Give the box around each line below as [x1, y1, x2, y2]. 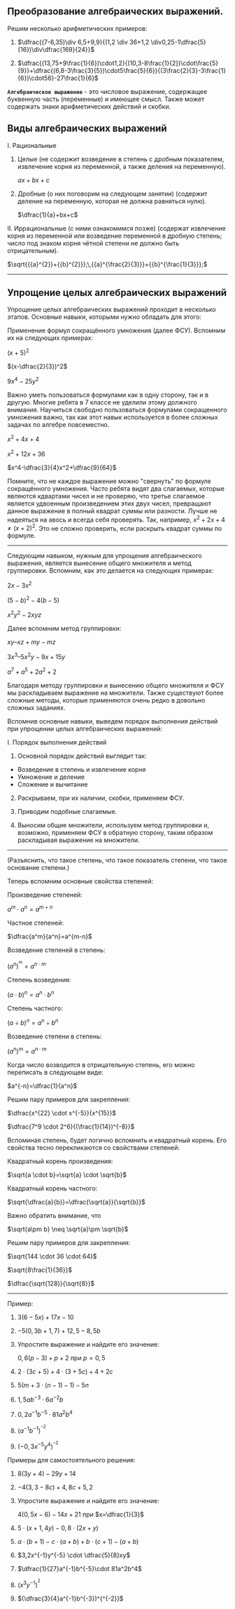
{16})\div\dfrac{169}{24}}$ [17, 45, 95, 53]
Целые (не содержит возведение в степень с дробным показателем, [17, 154, 225, 163]
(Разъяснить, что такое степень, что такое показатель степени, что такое [7, 855, 227, 864]
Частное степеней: [7, 918, 64, 928]
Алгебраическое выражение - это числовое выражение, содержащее [7, 87, 208, 95]
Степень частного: [7, 1004, 63, 1012]
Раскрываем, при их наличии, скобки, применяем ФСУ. [17, 794, 185, 802]
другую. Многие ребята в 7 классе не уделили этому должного [7, 398, 197, 406]
